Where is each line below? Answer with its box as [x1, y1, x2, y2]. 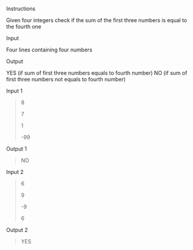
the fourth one [6, 23, 42, 30]
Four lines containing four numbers [6, 46, 93, 53]
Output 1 [6, 145, 27, 152]
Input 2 [6, 169, 24, 175]
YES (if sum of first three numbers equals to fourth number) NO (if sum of [6, 69, 188, 77]
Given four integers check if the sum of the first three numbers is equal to [6, 17, 187, 23]
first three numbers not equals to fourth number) [6, 76, 126, 83]
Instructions [6, 5, 36, 12]
